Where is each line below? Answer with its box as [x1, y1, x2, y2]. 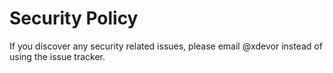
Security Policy [9, 7, 139, 30]
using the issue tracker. [9, 50, 106, 62]
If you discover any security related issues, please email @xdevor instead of [9, 40, 323, 52]
